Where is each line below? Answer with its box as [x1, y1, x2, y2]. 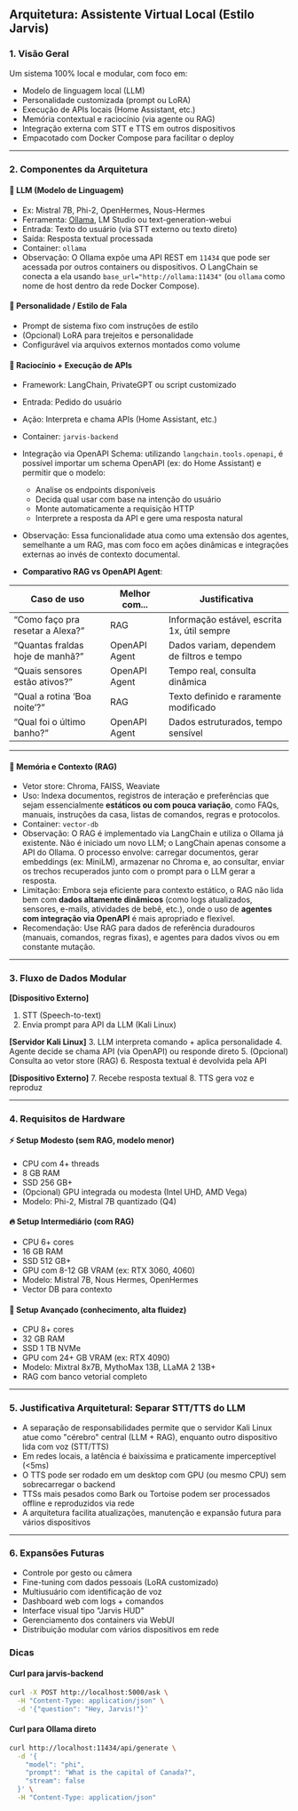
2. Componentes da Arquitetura [9, 163, 149, 175]
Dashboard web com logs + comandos [21, 1596, 164, 1606]
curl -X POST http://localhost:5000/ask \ [9, 1687, 169, 1697]
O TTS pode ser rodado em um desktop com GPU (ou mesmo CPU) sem [21, 1469, 286, 1480]
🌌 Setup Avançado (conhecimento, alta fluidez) [9, 1304, 187, 1315]
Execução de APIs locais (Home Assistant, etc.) [21, 104, 196, 115]
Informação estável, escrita [168, 614, 282, 626]
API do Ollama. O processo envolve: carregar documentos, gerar [21, 847, 259, 857]
